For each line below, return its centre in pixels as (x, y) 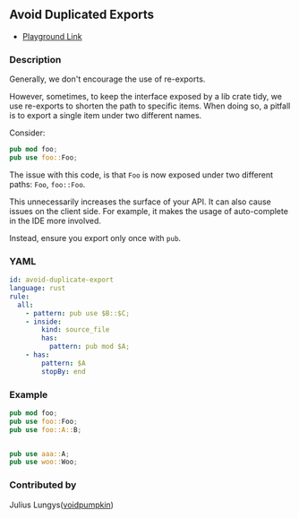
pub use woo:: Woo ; (43, 462)
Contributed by (43, 485)
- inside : (44, 322)
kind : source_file (76, 330)
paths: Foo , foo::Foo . (47, 184)
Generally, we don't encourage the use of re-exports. (107, 79)
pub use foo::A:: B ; (46, 429)
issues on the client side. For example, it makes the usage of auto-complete (149, 211)
